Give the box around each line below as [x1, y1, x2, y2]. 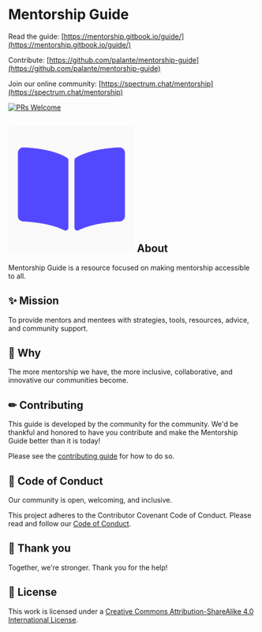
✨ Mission [8, 294, 59, 308]
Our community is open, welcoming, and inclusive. [8, 496, 172, 504]
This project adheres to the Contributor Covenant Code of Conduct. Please [8, 510, 252, 520]
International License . [8, 615, 79, 624]
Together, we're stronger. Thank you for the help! [8, 563, 168, 572]
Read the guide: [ [8, 32, 65, 41]
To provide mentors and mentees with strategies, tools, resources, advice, [8, 315, 250, 324]
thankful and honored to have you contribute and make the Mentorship [8, 428, 238, 437]
